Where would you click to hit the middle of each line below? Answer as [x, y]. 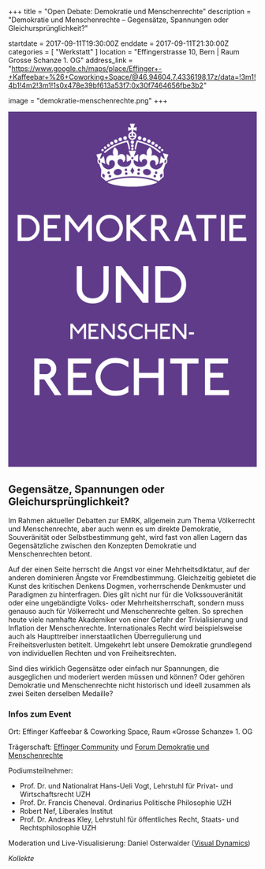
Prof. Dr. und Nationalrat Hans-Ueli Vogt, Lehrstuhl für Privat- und [126, 785]
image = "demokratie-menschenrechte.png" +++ [88, 101]
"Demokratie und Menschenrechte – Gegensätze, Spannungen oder [118, 20]
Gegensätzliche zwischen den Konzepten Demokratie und [103, 546]
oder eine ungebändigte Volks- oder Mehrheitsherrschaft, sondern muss [126, 603]
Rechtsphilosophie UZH [58, 827]
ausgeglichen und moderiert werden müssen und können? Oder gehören [127, 677]
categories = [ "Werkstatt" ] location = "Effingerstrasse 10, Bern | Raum [124, 52]
